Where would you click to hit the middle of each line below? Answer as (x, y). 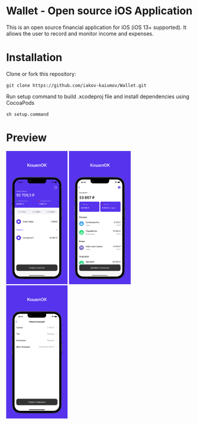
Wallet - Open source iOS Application (99, 11)
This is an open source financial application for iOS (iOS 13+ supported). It (96, 27)
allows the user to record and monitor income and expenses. (80, 33)
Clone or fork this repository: (41, 74)
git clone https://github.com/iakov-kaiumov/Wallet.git (76, 85)
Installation (34, 58)
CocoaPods (20, 102)
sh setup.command (27, 114)
